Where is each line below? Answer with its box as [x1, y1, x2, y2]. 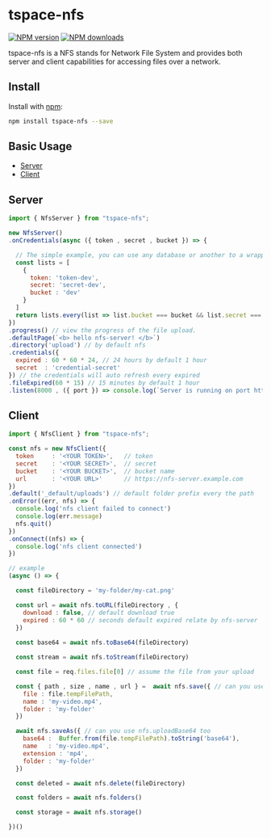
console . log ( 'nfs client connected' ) [15, 542, 143, 550]
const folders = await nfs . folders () [15, 794, 143, 802]
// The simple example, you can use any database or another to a [15, 251, 244, 259]
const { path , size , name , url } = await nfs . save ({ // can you [15, 682, 251, 690]
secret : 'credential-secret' [15, 364, 121, 372]
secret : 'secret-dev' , [29, 281, 106, 289]
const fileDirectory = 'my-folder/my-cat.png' [15, 587, 175, 595]
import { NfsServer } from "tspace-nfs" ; [8, 214, 150, 223]
